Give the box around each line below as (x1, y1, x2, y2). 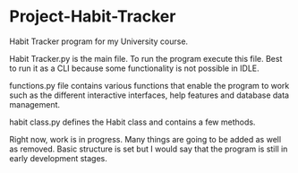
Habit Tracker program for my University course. (9, 36, 189, 47)
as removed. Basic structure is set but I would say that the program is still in (9, 143, 288, 154)
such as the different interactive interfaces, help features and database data (9, 90, 289, 100)
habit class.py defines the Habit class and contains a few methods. (9, 117, 256, 127)
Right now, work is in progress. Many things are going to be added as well (9, 134, 282, 144)
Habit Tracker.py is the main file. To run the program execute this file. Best (9, 53, 283, 64)
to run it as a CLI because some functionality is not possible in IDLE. (9, 63, 260, 74)
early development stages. (9, 152, 107, 163)
